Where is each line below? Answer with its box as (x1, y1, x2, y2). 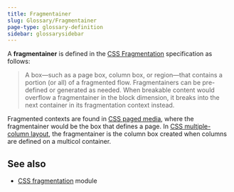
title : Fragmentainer (7, 10, 72, 18)
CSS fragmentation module (17, 176, 97, 185)
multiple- (184, 122, 211, 131)
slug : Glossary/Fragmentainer (7, 17, 97, 24)
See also (7, 157, 46, 170)
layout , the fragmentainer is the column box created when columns (31, 130, 228, 138)
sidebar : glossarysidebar (7, 30, 84, 38)
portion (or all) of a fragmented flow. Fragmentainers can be (24, 79, 201, 87)
